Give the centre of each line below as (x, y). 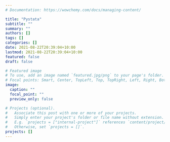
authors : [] (18, 33)
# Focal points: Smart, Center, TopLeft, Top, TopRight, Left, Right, (81, 80)
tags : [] (14, 38)
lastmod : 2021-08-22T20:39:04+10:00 (44, 52)
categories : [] (21, 43)
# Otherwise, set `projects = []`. (45, 127)
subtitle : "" (19, 24)
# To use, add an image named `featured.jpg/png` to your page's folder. (85, 76)
